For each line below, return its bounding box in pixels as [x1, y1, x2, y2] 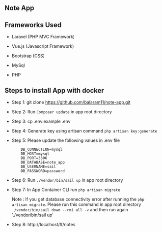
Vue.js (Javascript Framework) [11, 43, 74, 49]
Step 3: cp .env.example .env [11, 118, 71, 125]
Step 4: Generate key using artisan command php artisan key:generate [11, 128, 158, 134]
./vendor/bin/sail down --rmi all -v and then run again [11, 207, 128, 213]
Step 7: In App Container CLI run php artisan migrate [11, 187, 121, 193]
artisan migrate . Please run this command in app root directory [11, 201, 141, 207]
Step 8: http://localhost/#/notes [11, 222, 76, 228]
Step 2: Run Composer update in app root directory [11, 109, 112, 115]
